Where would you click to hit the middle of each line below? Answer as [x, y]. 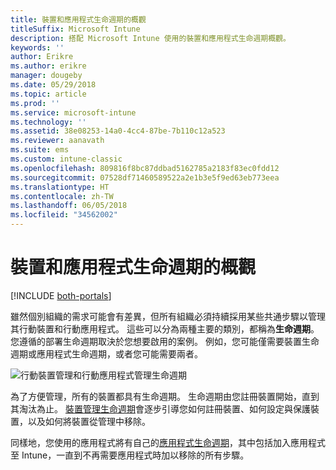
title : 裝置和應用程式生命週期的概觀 [78, 19]
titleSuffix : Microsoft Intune [75, 29]
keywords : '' [37, 47]
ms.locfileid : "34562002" [64, 215]
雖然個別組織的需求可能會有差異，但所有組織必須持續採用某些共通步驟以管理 [168, 316]
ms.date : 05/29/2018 [53, 85]
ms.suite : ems [40, 150]
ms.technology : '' [48, 122]
